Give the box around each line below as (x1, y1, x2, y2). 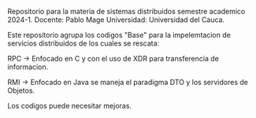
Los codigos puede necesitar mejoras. (7, 101, 132, 110)
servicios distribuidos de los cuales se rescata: (7, 39, 160, 48)
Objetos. (7, 86, 35, 95)
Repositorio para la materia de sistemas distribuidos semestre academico (7, 7, 246, 16)
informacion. (7, 62, 49, 72)
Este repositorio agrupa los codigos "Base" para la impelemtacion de (7, 31, 232, 39)
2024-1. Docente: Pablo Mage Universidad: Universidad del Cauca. (7, 15, 225, 24)
